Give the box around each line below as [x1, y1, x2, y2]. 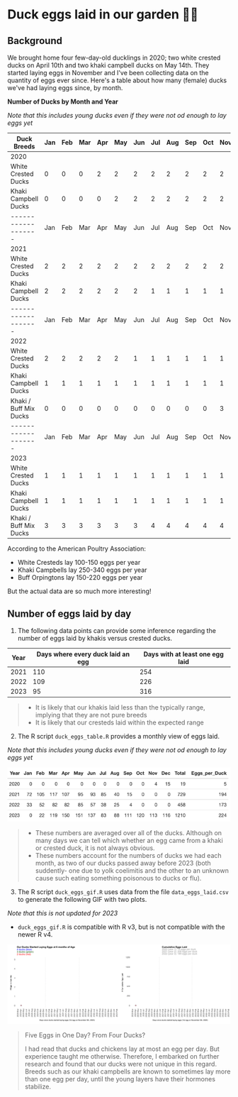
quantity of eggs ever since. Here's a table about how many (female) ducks [7, 76, 227, 84]
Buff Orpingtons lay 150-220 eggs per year [17, 573, 143, 582]
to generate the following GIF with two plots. [17, 895, 147, 903]
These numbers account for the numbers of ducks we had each [35, 851, 222, 859]
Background [7, 35, 62, 47]
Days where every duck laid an [36, 649, 130, 658]
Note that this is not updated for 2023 [7, 908, 118, 917]
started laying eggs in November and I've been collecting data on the [7, 69, 209, 77]
